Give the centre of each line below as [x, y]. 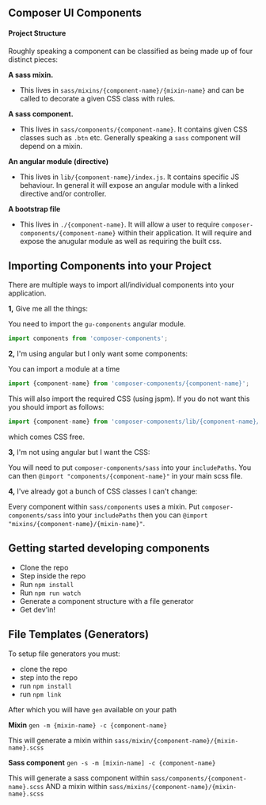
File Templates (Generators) [78, 634]
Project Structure [37, 33]
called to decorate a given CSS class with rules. [97, 98]
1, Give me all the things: [48, 309]
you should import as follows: [56, 407]
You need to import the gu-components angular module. [97, 324]
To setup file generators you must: [64, 654]
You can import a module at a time [64, 369]
